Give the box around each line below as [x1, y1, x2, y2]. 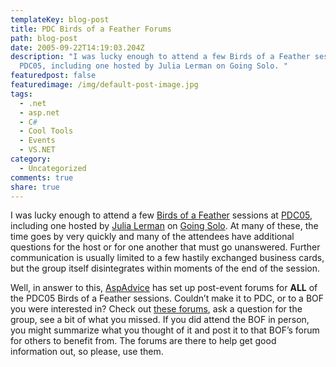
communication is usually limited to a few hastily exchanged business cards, [10, 252, 325, 264]
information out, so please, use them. [10, 346, 164, 358]
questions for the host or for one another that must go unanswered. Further [10, 241, 321, 253]
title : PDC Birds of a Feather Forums [10, 24, 172, 34]
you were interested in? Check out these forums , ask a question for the [10, 303, 303, 315]
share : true [10, 182, 60, 192]
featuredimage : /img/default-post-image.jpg [10, 80, 199, 90]
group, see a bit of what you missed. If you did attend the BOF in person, [10, 314, 310, 326]
